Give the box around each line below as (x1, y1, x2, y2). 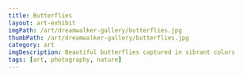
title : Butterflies (8, 11, 73, 20)
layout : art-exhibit (8, 19, 77, 27)
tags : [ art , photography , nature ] (8, 56, 123, 64)
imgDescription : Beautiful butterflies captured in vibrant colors (8, 48, 236, 56)
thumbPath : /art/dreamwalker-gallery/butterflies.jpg (8, 33, 190, 42)
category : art (8, 41, 55, 49)
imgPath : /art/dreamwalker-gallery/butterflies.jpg (8, 26, 182, 34)
